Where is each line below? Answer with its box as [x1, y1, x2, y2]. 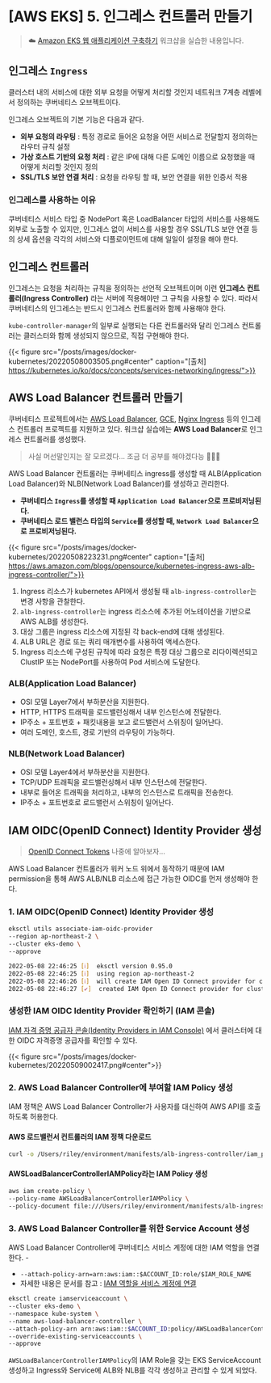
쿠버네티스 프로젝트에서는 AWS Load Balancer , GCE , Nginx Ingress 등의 [8, 414, 240, 424]
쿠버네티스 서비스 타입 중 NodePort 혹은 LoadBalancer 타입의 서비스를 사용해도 [8, 214, 261, 224]
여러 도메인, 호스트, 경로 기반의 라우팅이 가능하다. [19, 727, 176, 736]
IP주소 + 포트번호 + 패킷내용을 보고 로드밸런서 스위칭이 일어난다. [19, 717, 223, 727]
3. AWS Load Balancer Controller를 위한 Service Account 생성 [8, 1222, 250, 1233]
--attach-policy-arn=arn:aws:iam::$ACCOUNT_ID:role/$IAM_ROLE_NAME [19, 1271, 252, 1279]
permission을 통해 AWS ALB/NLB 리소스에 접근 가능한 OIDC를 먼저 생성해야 [8, 874, 250, 883]
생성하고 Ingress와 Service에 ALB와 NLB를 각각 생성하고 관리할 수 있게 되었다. [8, 1365, 257, 1375]
